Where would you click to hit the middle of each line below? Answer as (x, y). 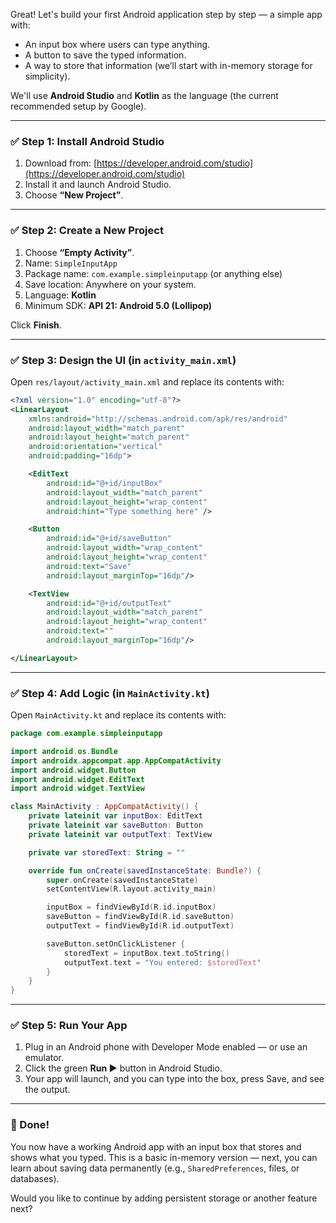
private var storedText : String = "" (107, 852)
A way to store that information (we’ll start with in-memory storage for (168, 65)
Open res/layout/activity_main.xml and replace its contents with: (147, 381)
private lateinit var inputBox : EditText (115, 816)
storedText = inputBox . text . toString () (146, 953)
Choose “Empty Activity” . (79, 252)
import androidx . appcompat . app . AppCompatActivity (116, 760)
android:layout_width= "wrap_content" (124, 548)
